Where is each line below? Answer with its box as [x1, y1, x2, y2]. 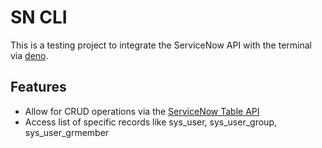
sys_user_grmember [24, 126, 110, 138]
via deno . [10, 49, 49, 61]
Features [10, 79, 67, 96]
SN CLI [10, 6, 68, 29]
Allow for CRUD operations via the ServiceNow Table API [24, 105, 260, 117]
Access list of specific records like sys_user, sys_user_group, [24, 116, 277, 128]
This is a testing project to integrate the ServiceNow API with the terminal [10, 39, 312, 51]
